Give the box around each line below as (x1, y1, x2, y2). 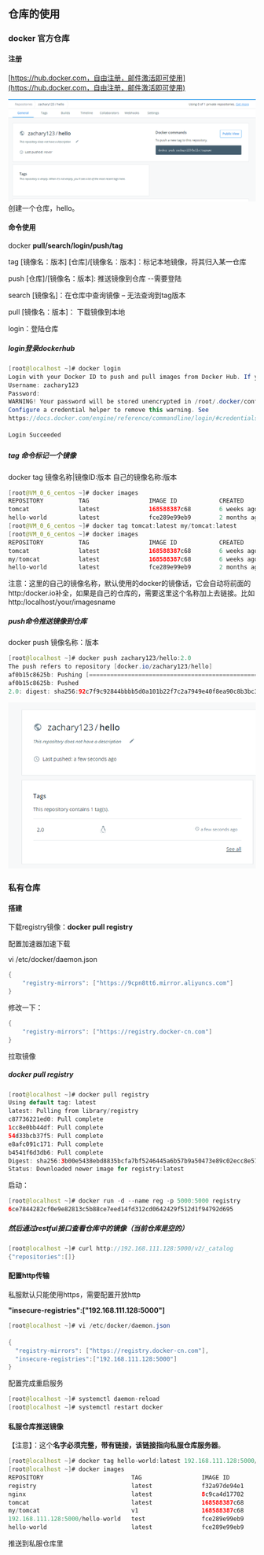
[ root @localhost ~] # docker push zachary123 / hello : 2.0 (8, 654, 192, 662)
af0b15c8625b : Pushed (8, 679, 79, 687)
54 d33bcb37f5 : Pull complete (8, 1132, 104, 1140)
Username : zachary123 (8, 381, 79, 389)
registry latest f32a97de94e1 (8, 1482, 244, 1490)
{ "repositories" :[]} (8, 1253, 76, 1261)
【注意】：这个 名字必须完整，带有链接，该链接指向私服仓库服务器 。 (8, 1440, 225, 1450)
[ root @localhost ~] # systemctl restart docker (8, 1403, 163, 1412)
